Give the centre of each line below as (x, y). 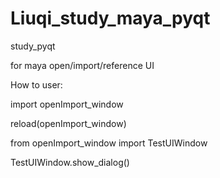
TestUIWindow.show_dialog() (70, 162)
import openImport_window (67, 104)
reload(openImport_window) (68, 123)
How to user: (36, 84)
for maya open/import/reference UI (82, 65)
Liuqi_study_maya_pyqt (110, 18)
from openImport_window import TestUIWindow (109, 143)
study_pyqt (33, 46)
